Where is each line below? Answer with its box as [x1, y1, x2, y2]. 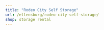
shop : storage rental [5, 17, 51, 22]
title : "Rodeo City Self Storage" [5, 7, 79, 13]
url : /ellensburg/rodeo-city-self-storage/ [5, 12, 99, 17]
